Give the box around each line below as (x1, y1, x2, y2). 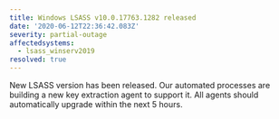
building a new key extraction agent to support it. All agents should (9, 89, 259, 100)
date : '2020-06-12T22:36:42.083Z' (9, 22, 140, 31)
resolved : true (9, 55, 67, 64)
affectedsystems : (9, 38, 75, 48)
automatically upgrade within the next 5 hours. (9, 99, 183, 109)
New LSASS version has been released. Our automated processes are (9, 80, 271, 90)
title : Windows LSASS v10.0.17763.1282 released (9, 13, 197, 23)
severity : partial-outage (9, 30, 107, 39)
